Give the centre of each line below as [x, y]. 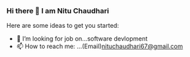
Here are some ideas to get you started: [63, 26]
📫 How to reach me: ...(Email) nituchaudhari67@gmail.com [99, 46]
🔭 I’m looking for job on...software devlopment [82, 39]
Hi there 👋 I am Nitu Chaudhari [58, 11]
